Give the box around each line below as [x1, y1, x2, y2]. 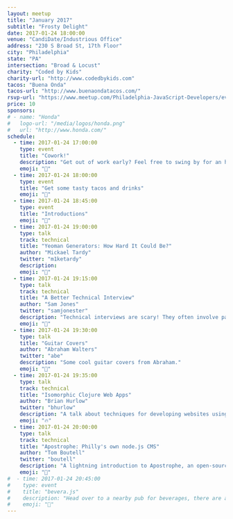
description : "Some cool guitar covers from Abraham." [19, 359, 182, 366]
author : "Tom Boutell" [19, 450, 85, 456]
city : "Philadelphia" [7, 49, 70, 56]
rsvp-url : [7, 94, 36, 101]
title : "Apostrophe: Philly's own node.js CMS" [19, 443, 159, 450]
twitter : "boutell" [19, 456, 76, 463]
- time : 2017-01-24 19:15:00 [13, 275, 98, 282]
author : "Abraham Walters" [19, 346, 98, 353]
